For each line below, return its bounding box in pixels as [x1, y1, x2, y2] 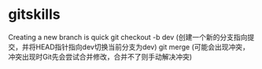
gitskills [8, 5, 61, 24]
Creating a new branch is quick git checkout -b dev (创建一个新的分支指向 [8, 32, 248, 42]
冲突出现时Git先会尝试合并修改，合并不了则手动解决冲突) [8, 52, 193, 61]
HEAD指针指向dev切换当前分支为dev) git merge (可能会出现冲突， [35, 42, 250, 52]
